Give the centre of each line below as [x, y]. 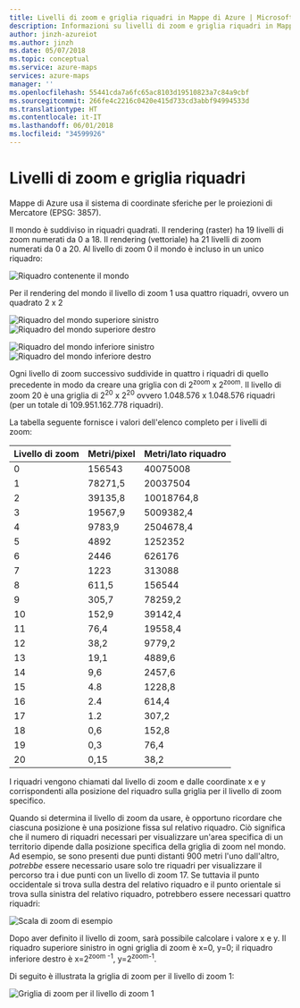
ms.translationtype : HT [54, 109]
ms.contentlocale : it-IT [55, 117]
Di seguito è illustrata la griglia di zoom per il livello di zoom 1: [122, 976]
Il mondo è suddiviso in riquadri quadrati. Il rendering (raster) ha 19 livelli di [146, 230]
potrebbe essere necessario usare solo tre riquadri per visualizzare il [135, 866]
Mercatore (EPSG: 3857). [55, 212]
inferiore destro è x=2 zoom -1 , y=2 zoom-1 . [83, 958]
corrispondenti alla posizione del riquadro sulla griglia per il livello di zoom [146, 792]
